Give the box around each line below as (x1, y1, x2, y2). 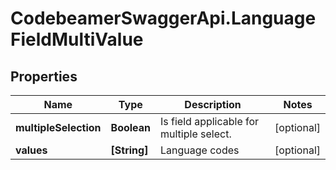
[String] (110, 143, 149, 157)
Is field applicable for (160, 115, 260, 128)
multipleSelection (15, 121, 102, 134)
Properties (10, 68, 78, 85)
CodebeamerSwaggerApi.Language (10, 7, 317, 30)
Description (184, 98, 242, 111)
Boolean (110, 121, 152, 134)
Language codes (160, 143, 240, 157)
